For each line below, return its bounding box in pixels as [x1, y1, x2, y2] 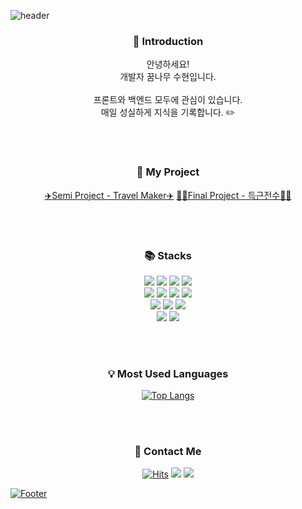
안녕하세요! [146, 58, 190, 70]
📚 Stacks [144, 248, 192, 262]
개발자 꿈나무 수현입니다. [119, 71, 217, 83]
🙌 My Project [136, 165, 200, 179]
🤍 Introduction [132, 34, 204, 48]
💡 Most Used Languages [107, 366, 229, 380]
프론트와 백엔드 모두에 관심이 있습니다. [93, 94, 243, 106]
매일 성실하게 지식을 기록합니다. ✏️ [100, 106, 236, 119]
